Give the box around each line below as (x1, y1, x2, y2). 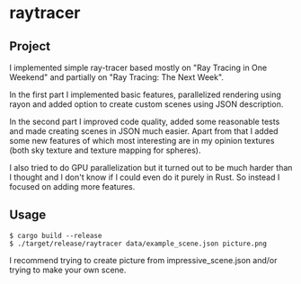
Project (9, 39, 51, 54)
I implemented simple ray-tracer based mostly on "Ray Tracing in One (9, 62, 268, 73)
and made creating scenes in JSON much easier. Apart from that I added (9, 126, 279, 137)
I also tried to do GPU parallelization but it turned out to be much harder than (9, 163, 293, 173)
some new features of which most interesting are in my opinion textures (9, 136, 275, 146)
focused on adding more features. (9, 182, 136, 191)
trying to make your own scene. (9, 264, 127, 275)
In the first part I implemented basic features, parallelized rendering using (9, 89, 281, 100)
